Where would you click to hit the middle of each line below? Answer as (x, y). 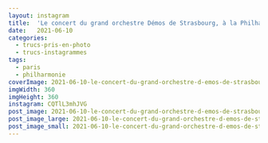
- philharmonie (41, 75)
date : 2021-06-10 (41, 30)
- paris (28, 68)
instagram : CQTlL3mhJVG (48, 104)
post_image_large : (39, 119)
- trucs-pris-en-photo (53, 45)
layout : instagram (39, 15)
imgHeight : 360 (33, 97)
